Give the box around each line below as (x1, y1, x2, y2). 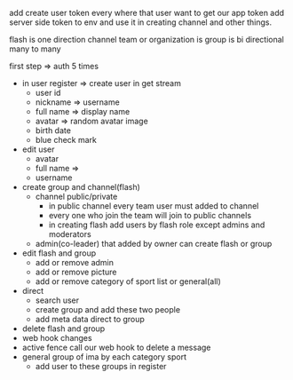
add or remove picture (35, 266, 117, 277)
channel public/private (35, 191, 118, 202)
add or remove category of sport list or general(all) (35, 276, 222, 287)
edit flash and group (21, 248, 96, 258)
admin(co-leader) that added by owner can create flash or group (35, 239, 273, 249)
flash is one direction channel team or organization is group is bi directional (9, 35, 284, 44)
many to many (9, 44, 61, 54)
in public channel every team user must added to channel (48, 201, 259, 211)
